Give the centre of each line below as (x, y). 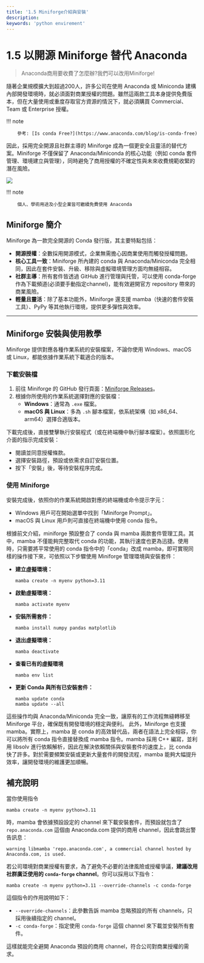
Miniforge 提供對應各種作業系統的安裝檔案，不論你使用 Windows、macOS (99, 349)
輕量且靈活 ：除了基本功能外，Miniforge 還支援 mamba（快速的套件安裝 (104, 299)
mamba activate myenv (42, 604)
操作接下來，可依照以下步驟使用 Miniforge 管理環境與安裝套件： (97, 556)
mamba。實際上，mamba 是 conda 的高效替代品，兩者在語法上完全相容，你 (101, 731)
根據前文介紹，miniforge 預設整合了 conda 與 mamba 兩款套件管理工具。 (98, 533)
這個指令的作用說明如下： (38, 898)
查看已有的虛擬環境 (39, 663)
